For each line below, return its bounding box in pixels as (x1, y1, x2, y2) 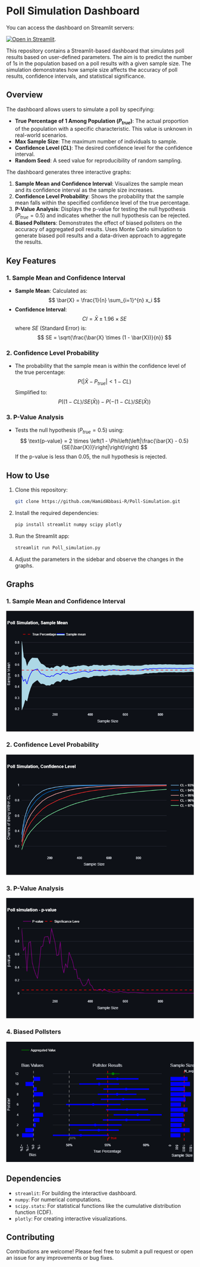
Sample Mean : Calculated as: (14, 287, 87, 294)
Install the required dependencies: (14, 509, 99, 516)
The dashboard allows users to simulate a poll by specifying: (6, 106, 155, 113)
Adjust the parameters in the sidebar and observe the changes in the (14, 556, 184, 563)
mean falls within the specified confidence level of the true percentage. (14, 199, 190, 206)
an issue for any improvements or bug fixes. (6, 1254, 114, 1262)
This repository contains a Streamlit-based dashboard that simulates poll (6, 47, 185, 54)
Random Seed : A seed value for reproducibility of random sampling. (14, 157, 183, 164)
